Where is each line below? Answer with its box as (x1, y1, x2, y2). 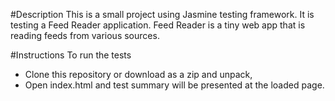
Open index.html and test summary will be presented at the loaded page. (24, 79, 325, 91)
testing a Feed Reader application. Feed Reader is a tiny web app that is (10, 19, 306, 31)
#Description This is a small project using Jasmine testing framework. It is (10, 9, 315, 20)
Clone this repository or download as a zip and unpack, (24, 69, 253, 80)
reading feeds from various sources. (10, 30, 160, 41)
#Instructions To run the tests (10, 49, 132, 61)
